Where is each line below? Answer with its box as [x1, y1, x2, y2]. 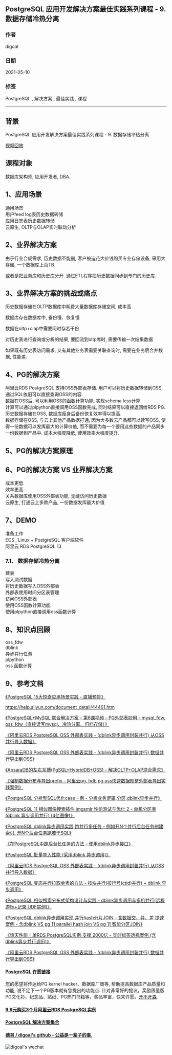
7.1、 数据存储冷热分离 [5, 558, 60, 565]
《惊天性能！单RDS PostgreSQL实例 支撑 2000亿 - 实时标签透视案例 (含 [5, 932, 156, 938]
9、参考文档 [5, 679, 44, 688]
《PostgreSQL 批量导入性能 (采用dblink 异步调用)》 [5, 852, 111, 858]
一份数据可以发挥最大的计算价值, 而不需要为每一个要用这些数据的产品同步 [9, 423, 165, 430]
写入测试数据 [5, 577, 32, 583]
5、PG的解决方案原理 [5, 446, 73, 455]
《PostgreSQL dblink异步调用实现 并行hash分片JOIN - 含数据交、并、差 [5, 915, 154, 921]
